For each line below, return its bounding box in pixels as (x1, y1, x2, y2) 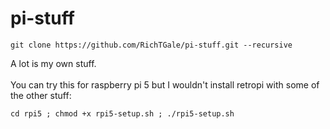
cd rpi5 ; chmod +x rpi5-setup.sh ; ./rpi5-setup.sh (10, 108, 235, 119)
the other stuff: (10, 89, 72, 101)
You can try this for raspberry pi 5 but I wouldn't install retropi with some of (10, 78, 320, 91)
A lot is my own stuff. (10, 57, 97, 69)
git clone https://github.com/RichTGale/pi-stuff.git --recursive (10, 40, 293, 50)
